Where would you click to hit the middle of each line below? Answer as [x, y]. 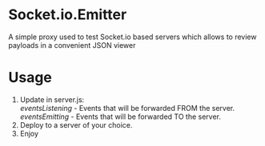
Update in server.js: [52, 99]
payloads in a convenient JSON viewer [72, 45]
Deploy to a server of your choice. [76, 124]
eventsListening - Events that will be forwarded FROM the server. [127, 108]
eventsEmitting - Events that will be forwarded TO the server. [120, 116]
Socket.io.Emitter [68, 15]
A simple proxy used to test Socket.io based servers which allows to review [132, 37]
